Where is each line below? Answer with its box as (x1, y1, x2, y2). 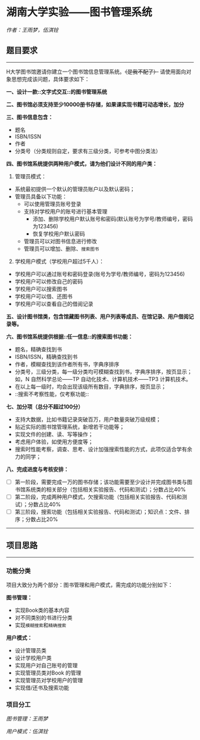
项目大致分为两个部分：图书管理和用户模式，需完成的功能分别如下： (6, 581, 173, 589)
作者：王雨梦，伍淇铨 (6, 26, 58, 33)
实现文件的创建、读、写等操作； (14, 431, 93, 438)
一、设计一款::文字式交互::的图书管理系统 (6, 88, 107, 95)
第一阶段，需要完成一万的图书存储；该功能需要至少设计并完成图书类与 (14, 478, 187, 485)
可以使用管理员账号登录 (23, 200, 82, 208)
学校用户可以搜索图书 (14, 285, 67, 292)
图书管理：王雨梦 (6, 715, 48, 722)
